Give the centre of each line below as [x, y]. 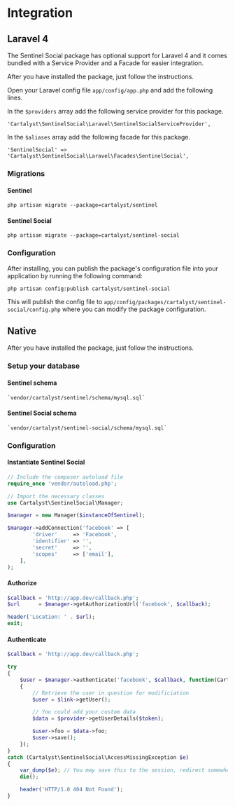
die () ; [29, 777]
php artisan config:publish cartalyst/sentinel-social [89, 289]
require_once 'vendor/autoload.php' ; [62, 484]
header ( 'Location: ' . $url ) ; [51, 617]
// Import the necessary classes [56, 496]
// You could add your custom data [84, 712]
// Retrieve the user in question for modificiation [111, 693]
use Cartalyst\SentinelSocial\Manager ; [65, 503]
